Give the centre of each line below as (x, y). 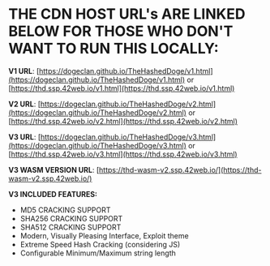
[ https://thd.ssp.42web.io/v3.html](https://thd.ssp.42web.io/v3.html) (123, 154)
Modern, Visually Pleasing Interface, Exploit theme (104, 235)
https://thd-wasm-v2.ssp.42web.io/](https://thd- (180, 169)
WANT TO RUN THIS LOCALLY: (114, 49)
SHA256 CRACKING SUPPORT (71, 218)
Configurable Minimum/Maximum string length (98, 253)
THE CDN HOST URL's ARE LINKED (127, 14)
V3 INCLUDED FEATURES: (53, 194)
